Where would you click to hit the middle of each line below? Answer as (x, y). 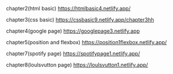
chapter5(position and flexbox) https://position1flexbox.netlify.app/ (86, 42)
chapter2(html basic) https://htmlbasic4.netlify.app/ (68, 8)
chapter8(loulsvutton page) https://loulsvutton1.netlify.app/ (77, 65)
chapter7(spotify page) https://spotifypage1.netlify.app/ (73, 54)
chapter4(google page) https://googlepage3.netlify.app (73, 31)
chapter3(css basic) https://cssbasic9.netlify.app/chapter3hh (80, 20)
